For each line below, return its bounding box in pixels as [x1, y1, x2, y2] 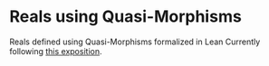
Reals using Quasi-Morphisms [9, 6, 242, 27]
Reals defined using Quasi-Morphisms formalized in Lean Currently [9, 36, 261, 47]
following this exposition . [9, 45, 102, 56]
